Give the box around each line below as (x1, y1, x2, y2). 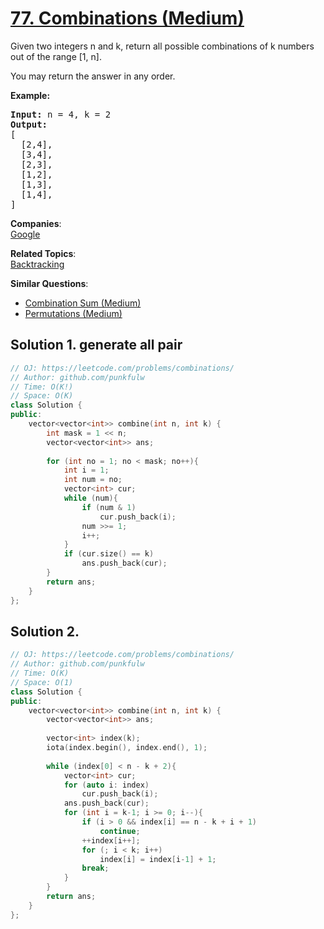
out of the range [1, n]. (10, 50, 102, 62)
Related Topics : (10, 247, 77, 259)
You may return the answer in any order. (10, 70, 176, 82)
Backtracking (10, 258, 65, 270)
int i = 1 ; (63, 465, 110, 476)
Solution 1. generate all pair (10, 337, 183, 354)
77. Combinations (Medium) (10, 7, 245, 30)
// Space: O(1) (10, 677, 74, 687)
